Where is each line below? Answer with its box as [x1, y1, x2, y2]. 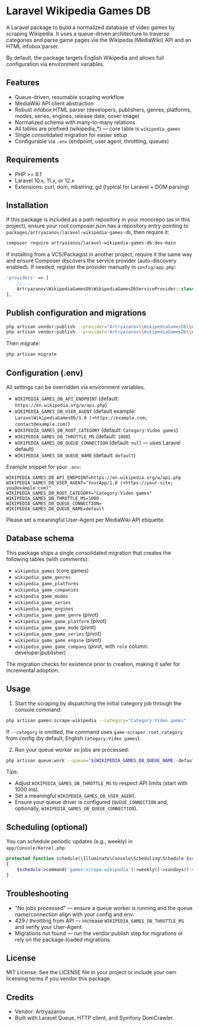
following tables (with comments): [6, 555, 89, 562]
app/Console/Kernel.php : [6, 844, 66, 851]
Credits [6, 992, 34, 1002]
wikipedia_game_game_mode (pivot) [14, 624, 97, 631]
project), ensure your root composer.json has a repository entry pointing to [6, 222, 189, 230]
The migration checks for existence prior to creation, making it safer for [6, 660, 181, 667]
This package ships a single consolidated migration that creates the [6, 549, 171, 556]
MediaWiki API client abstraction [14, 100, 94, 107]
